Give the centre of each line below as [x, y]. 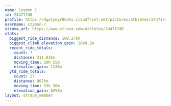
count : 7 [23, 52]
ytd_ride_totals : [28, 72]
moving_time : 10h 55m [37, 62]
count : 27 [25, 76]
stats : [12, 34]
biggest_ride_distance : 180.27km [45, 39]
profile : [14, 19]
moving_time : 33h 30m [37, 86]
